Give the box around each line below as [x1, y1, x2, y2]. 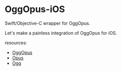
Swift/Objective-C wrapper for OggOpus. [5, 20, 91, 26]
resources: [5, 39, 27, 46]
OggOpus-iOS [5, 4, 65, 15]
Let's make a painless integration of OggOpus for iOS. [5, 30, 117, 36]
